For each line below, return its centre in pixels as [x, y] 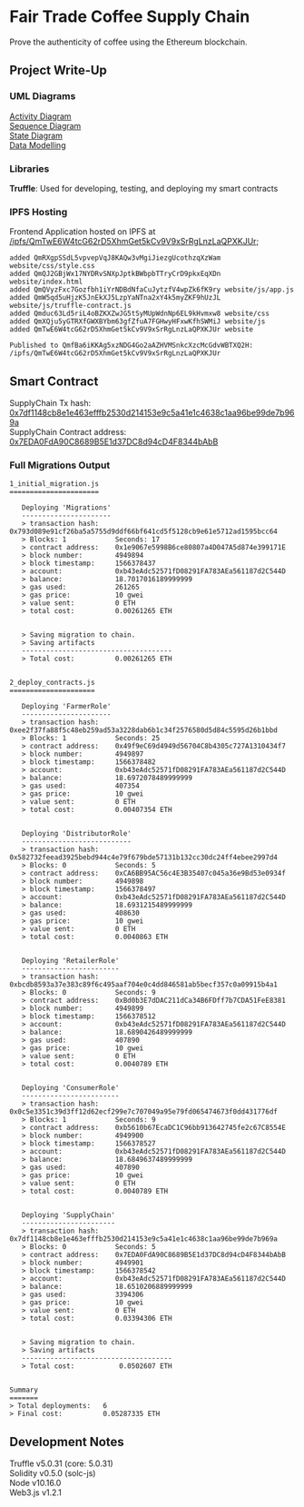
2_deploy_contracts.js [52, 683]
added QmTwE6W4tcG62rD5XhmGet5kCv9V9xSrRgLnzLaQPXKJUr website [132, 330]
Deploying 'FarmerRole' [66, 707]
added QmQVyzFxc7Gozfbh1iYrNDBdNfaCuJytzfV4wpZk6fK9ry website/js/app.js [152, 290]
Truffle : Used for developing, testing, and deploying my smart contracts [144, 188]
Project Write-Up [58, 70]
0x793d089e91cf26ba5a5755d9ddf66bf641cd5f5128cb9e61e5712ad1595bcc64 [144, 532]
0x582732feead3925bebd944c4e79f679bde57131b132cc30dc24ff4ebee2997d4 [144, 858]
